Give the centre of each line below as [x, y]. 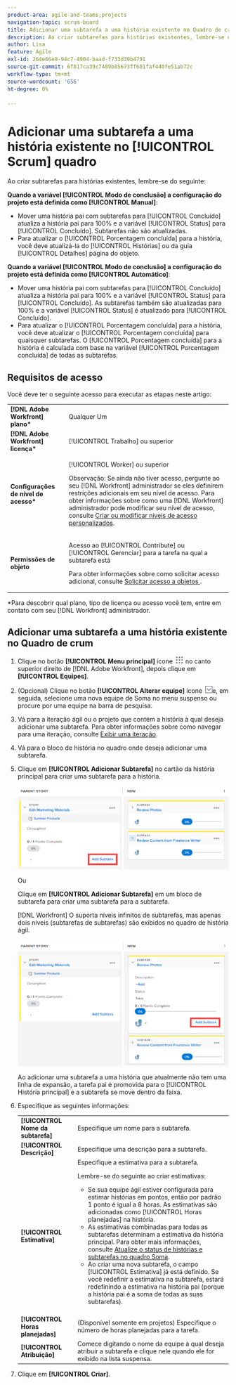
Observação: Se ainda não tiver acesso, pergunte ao [144, 479]
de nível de [27, 494]
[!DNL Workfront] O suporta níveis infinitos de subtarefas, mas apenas [119, 915]
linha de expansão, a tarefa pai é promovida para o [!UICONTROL [112, 1085]
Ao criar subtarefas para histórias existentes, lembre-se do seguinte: [106, 181]
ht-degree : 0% [28, 89]
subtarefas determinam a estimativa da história [155, 1235]
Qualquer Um [88, 416]
